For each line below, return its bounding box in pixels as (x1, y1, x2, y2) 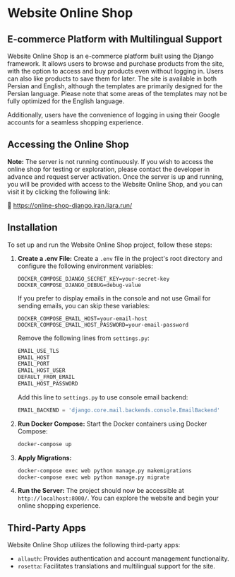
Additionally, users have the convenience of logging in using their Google (7, 111, 220, 119)
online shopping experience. (17, 501, 101, 510)
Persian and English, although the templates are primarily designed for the (7, 82, 223, 90)
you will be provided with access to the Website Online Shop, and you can (7, 180, 223, 188)
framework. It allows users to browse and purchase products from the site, (7, 59, 224, 68)
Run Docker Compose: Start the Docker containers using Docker (17, 419, 207, 428)
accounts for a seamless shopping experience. (7, 118, 143, 127)
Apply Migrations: (17, 453, 72, 462)
